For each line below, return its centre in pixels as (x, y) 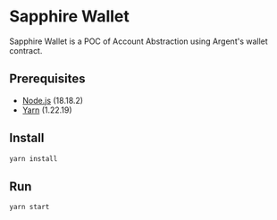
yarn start (29, 207)
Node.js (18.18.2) (52, 100)
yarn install (34, 158)
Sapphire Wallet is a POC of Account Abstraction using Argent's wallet (138, 41)
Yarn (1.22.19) (47, 110)
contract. (26, 50)
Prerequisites (47, 79)
